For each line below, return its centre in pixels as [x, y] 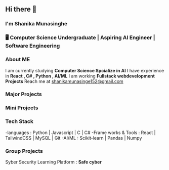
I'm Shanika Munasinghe [36, 24]
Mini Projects [22, 108]
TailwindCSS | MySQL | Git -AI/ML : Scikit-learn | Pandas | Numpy [74, 138]
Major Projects [24, 94]
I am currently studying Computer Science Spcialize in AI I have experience [85, 70]
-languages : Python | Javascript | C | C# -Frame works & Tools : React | [80, 133]
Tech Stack [19, 121]
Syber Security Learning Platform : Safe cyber [54, 162]
